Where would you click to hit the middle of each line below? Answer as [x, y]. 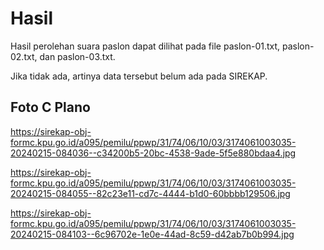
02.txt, [24, 56]
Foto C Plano [50, 107]
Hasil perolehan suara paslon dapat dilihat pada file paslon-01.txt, [145, 46]
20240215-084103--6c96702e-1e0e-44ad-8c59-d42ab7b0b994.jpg [152, 234]
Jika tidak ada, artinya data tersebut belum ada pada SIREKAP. [139, 76]
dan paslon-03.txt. [77, 56]
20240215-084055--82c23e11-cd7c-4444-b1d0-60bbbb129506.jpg [150, 193]
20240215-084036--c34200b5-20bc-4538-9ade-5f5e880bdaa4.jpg [153, 153]
